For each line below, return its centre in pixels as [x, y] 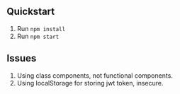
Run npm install [41, 28]
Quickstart [31, 12]
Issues [22, 58]
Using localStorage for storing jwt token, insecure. [90, 83]
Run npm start [38, 36]
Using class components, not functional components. [95, 75]
